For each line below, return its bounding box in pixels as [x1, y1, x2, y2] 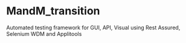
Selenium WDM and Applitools [6, 30, 82, 37]
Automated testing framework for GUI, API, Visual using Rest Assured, [6, 24, 181, 31]
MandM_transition [6, 4, 101, 18]
